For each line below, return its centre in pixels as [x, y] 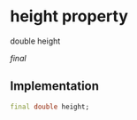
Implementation [55, 86]
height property [69, 16]
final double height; [50, 107]
